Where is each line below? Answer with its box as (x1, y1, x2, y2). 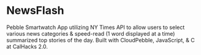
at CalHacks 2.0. (6, 43, 48, 50)
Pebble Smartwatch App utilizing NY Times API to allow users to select (6, 24, 185, 31)
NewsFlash (6, 4, 64, 18)
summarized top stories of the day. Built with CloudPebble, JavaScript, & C (6, 36, 195, 44)
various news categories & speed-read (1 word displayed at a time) (6, 30, 175, 37)
